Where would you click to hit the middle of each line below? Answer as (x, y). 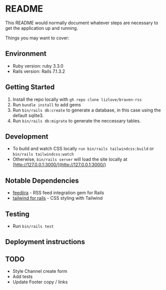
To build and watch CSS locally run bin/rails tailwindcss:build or (83, 149)
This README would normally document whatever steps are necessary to (82, 23)
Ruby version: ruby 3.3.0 (38, 66)
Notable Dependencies (42, 180)
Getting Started (30, 87)
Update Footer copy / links (40, 282)
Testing (17, 214)
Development (27, 136)
